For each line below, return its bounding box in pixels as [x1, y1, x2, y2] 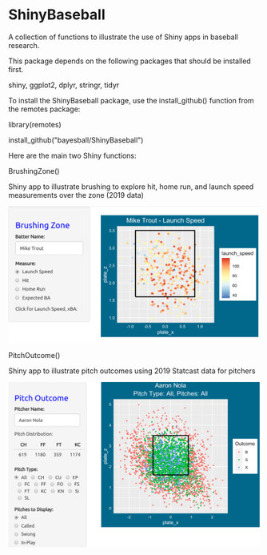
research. [8, 40, 40, 50]
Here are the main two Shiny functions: [8, 151, 137, 160]
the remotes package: [8, 104, 81, 114]
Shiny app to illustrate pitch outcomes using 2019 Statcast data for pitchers [8, 366, 256, 376]
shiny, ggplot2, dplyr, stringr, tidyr [8, 80, 120, 90]
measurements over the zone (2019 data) [8, 190, 144, 199]
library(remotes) [8, 119, 62, 129]
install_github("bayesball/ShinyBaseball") [8, 135, 144, 145]
